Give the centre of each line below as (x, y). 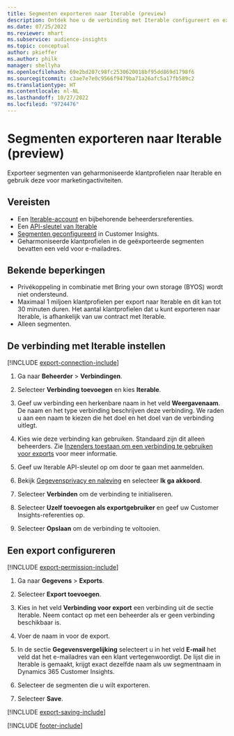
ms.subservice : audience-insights (57, 40)
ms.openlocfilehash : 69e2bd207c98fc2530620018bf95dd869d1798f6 (101, 72)
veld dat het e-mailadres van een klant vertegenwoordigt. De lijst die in (119, 657)
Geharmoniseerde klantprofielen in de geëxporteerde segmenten (110, 241)
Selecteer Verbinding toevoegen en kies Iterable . (89, 390)
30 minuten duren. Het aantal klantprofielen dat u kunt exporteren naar (119, 309)
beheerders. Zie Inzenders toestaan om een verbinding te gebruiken (115, 446)
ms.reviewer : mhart (36, 33)
